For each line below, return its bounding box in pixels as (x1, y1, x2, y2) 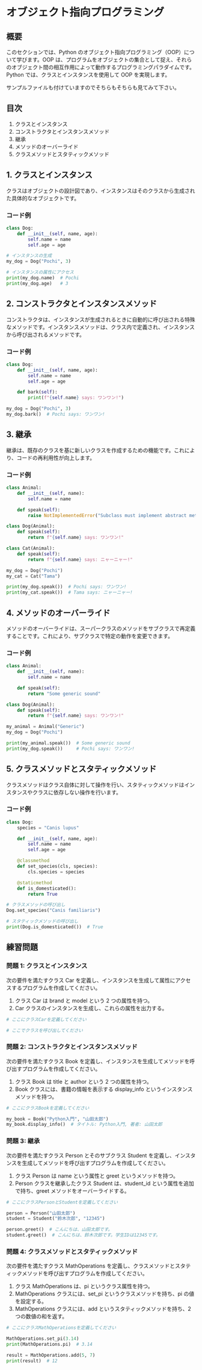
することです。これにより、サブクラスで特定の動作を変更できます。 (6, 632, 173, 639)
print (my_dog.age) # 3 (6, 280, 69, 286)
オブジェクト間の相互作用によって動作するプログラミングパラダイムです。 (11, 64, 195, 71)
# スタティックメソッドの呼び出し (6, 919, 79, 925)
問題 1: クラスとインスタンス (6, 962, 88, 970)
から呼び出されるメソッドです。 (6, 331, 85, 338)
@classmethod (17, 858, 50, 864)
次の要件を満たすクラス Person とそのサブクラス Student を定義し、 (6, 1152, 176, 1159)
